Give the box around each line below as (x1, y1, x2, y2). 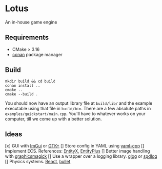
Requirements (5, 33, 49, 42)
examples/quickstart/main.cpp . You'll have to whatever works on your (5, 111, 145, 117)
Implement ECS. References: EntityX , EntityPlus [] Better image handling (5, 148, 150, 154)
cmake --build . (5, 92, 38, 97)
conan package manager (12, 51, 62, 57)
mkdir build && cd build (5, 79, 56, 84)
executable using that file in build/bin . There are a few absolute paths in (5, 105, 151, 111)
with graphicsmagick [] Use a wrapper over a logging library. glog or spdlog (5, 153, 158, 159)
